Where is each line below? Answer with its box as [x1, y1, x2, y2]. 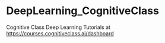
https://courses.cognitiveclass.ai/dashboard [6, 29, 114, 37]
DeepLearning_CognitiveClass [6, 4, 159, 18]
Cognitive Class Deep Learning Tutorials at [6, 24, 111, 31]
